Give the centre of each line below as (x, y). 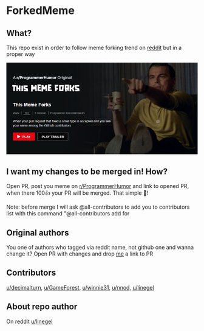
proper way (21, 54)
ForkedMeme (40, 11)
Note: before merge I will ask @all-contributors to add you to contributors (98, 207)
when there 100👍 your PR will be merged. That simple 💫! (77, 193)
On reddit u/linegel (29, 321)
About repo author (42, 307)
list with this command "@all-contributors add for (68, 214)
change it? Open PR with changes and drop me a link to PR (80, 254)
